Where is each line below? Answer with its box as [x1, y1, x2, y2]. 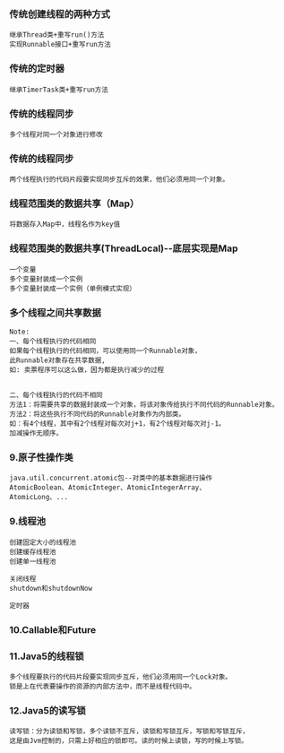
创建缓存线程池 [9, 547, 56, 557]
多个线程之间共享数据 [9, 307, 101, 319]
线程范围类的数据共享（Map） [9, 197, 140, 210]
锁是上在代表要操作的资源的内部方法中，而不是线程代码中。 [9, 681, 196, 691]
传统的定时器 [9, 63, 65, 75]
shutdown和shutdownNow [9, 584, 92, 593]
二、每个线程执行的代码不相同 [9, 391, 103, 400]
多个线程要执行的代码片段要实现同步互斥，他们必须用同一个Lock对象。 [9, 672, 233, 681]
